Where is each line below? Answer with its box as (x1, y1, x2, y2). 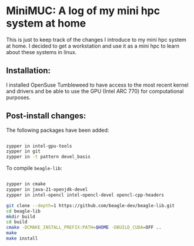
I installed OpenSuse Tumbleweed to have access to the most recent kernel (6, 81, 189, 88)
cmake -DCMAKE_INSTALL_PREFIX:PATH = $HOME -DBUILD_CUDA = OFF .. (6, 225, 162, 231)
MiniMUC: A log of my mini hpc (6, 4, 160, 18)
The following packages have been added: (6, 127, 109, 134)
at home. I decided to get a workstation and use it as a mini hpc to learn (6, 42, 180, 49)
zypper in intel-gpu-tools (6, 143, 72, 149)
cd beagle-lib (6, 208, 41, 214)
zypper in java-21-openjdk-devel (6, 187, 88, 192)
